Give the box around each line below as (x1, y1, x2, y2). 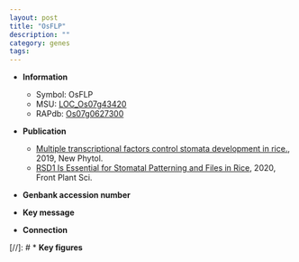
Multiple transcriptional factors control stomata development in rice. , (35, 144, 291, 154)
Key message (22, 207, 75, 218)
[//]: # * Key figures (9, 242, 83, 253)
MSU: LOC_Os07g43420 (35, 98, 127, 109)
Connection (22, 225, 68, 236)
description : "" (9, 30, 70, 39)
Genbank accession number (22, 190, 131, 201)
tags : (9, 47, 30, 56)
